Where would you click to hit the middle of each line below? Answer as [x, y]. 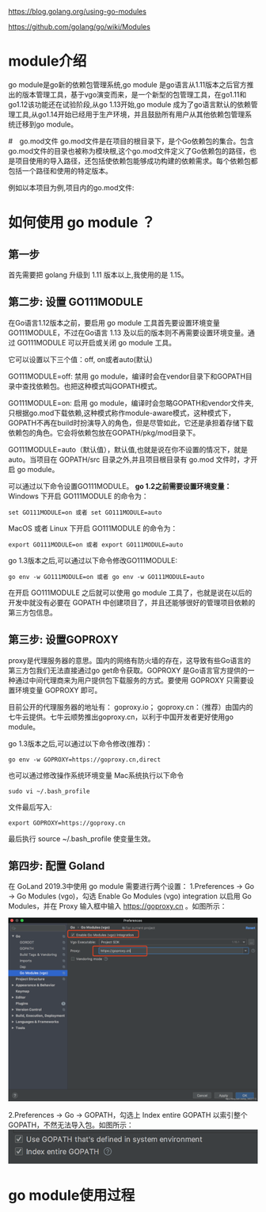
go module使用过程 [72, 1195]
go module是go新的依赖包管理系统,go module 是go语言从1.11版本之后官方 [127, 84]
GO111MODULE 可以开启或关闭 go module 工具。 [97, 342]
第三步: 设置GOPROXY [63, 640]
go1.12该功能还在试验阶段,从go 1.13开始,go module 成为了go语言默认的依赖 [129, 104]
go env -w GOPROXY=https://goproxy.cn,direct [84, 760]
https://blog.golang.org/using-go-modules [77, 11]
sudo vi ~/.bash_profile [49, 791]
